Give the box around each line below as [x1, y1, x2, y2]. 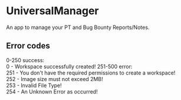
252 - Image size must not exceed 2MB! [6, 75, 103, 82]
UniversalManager [6, 4, 99, 18]
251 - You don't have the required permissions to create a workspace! [6, 69, 176, 76]
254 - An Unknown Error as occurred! [6, 88, 98, 95]
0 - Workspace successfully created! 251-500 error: [6, 63, 133, 70]
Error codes [6, 41, 50, 51]
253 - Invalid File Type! [6, 82, 62, 89]
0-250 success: [6, 56, 45, 63]
